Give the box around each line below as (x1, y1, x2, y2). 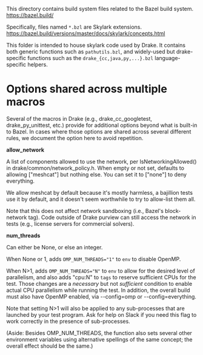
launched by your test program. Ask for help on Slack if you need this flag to (6, 311, 197, 318)
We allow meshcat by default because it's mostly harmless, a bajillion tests (6, 189, 193, 196)
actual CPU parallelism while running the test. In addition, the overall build (6, 286, 190, 294)
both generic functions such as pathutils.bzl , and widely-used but (6, 48, 175, 55)
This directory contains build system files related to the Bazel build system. (6, 5, 194, 12)
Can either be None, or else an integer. (6, 243, 103, 251)
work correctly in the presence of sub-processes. (6, 317, 130, 325)
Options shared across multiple (6, 82, 168, 96)
